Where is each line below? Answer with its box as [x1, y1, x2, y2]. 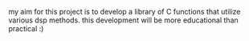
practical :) [8, 24, 44, 33]
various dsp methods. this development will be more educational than [8, 15, 239, 25]
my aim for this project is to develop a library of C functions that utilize [8, 7, 241, 16]
